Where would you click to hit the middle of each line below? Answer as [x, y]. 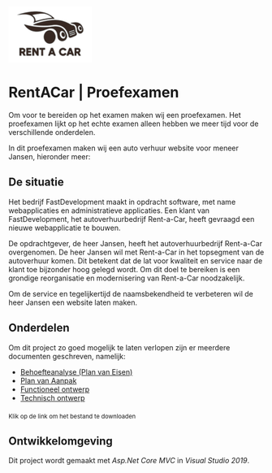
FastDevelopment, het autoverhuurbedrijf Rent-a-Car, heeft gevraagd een [132, 219]
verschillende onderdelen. [52, 132]
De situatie [36, 182]
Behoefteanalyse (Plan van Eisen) [76, 371]
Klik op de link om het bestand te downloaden [72, 416]
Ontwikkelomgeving [61, 441]
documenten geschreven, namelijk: [67, 356]
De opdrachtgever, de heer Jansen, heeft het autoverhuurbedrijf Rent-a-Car [135, 243]
